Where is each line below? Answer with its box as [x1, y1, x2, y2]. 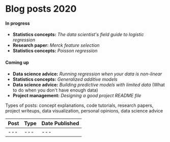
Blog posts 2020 [5, 3, 77, 15]
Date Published [41, 120, 79, 127]
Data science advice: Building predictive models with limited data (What [12, 81, 165, 88]
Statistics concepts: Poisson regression [12, 48, 98, 54]
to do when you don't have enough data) [12, 87, 98, 93]
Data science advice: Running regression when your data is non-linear [12, 71, 162, 77]
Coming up [5, 59, 29, 65]
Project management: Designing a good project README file [12, 92, 141, 98]
